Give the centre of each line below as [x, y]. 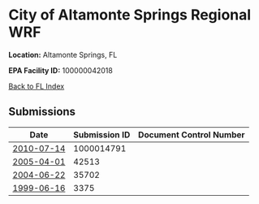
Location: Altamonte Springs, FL [63, 54]
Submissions [42, 112]
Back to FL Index [37, 86]
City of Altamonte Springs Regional [130, 15]
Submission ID [101, 134]
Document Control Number [191, 134]
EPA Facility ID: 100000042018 [61, 70]
